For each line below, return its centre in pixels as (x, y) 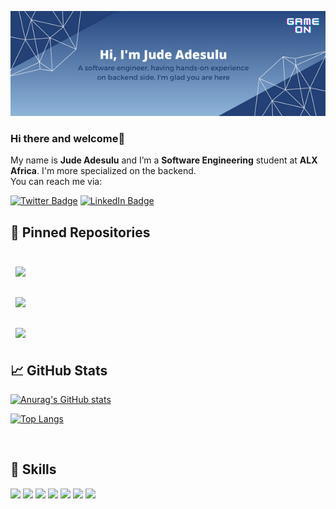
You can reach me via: (56, 182)
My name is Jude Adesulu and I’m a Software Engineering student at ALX (164, 160)
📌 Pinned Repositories (80, 232)
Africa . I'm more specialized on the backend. (103, 171)
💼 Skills (33, 469)
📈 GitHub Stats (59, 370)
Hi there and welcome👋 (68, 138)
